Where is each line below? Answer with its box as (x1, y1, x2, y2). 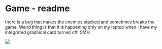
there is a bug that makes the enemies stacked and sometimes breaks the (5, 19, 155, 25)
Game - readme (5, 3, 70, 14)
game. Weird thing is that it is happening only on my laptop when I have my (5, 24, 158, 30)
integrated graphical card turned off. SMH (5, 29, 90, 35)
